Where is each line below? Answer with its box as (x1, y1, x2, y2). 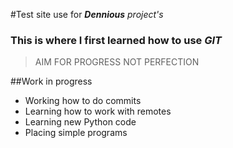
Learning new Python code (24, 116, 137, 128)
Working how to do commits (24, 95, 142, 107)
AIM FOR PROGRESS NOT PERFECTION (34, 56, 200, 68)
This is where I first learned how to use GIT (10, 33, 223, 47)
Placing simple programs (24, 127, 128, 139)
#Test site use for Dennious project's (10, 9, 164, 20)
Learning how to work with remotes (24, 105, 172, 118)
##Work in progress (10, 75, 93, 88)
